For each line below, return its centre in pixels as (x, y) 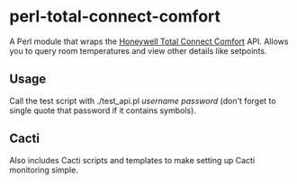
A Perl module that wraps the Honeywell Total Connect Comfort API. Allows (149, 41)
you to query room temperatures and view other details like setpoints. (138, 50)
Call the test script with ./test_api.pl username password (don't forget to (143, 101)
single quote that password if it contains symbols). (103, 110)
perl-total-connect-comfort (115, 17)
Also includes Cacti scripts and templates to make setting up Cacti (132, 160)
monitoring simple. (44, 170)
